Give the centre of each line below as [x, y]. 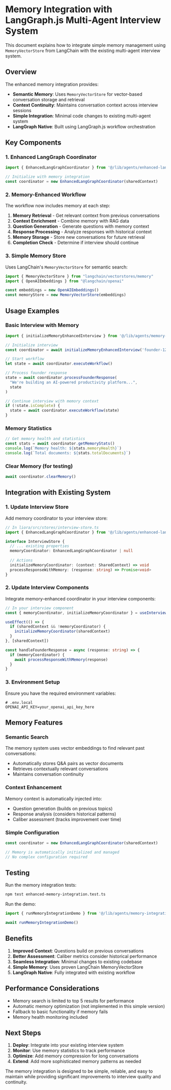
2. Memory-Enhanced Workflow [46, 195]
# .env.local [19, 702]
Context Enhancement [34, 787]
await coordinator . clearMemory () [41, 477]
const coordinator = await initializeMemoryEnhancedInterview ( [74, 350]
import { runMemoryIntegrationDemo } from [51, 914]
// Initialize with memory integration [48, 177]
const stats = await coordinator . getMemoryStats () [60, 444]
